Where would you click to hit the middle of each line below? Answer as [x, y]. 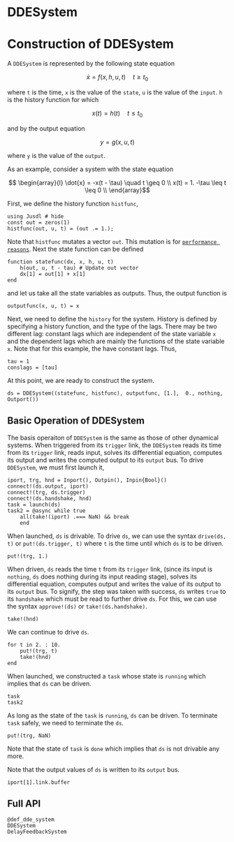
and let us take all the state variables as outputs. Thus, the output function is [117, 293]
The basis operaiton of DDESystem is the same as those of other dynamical [113, 437]
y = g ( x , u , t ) [117, 142]
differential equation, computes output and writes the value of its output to [114, 583]
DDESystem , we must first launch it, [56, 467]
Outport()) [23, 399]
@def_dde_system [31, 820]
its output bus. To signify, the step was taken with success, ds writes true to [117, 591]
